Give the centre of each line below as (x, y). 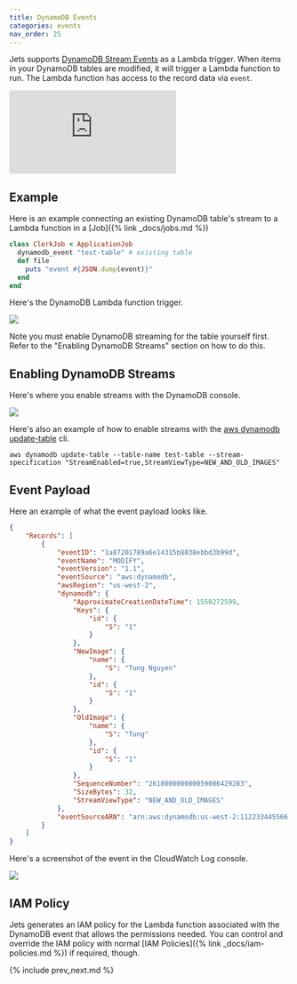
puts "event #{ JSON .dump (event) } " (89, 269)
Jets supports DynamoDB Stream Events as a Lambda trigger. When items (145, 60)
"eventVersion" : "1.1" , (100, 569)
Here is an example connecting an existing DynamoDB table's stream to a (144, 219)
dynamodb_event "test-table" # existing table (105, 253)
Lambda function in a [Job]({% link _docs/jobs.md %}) (109, 228)
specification (36, 463)
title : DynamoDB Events (53, 17)
